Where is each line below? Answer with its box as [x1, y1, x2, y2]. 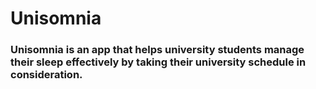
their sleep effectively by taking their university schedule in [10, 55, 307, 69]
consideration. [10, 68, 83, 82]
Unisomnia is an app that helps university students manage [10, 43, 305, 57]
